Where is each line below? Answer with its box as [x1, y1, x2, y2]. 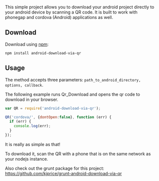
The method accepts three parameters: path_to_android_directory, [5, 77, 141, 82]
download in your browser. [5, 97, 58, 102]
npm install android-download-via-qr [5, 50, 81, 55]
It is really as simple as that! [5, 141, 61, 147]
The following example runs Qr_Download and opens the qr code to [5, 91, 141, 97]
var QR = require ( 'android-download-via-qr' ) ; [5, 106, 101, 111]
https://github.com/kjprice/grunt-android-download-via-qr [5, 170, 122, 176]
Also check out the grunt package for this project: [5, 165, 104, 171]
